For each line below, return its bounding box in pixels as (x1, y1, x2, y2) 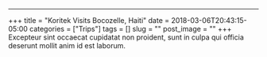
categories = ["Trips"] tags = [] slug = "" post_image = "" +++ (29, 25, 232, 33)
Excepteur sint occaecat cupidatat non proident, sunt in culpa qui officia (8, 32, 244, 42)
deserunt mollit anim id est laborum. (8, 41, 126, 50)
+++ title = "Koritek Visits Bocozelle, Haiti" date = (8, 16, 170, 25)
